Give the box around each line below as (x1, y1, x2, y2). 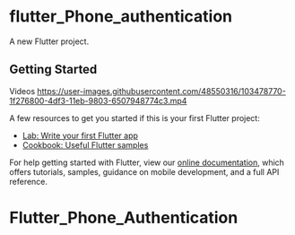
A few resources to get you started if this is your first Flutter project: (9, 112, 260, 123)
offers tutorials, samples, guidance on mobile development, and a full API (9, 166, 280, 177)
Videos (9, 85, 36, 96)
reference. (9, 176, 48, 187)
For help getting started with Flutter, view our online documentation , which (9, 157, 285, 168)
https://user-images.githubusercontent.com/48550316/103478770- (37, 85, 287, 96)
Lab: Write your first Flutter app (22, 130, 139, 141)
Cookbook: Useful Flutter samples (22, 139, 149, 150)
